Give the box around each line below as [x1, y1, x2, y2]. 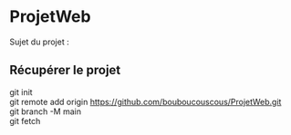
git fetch [9, 115, 41, 126]
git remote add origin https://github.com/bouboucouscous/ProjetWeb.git [9, 96, 282, 107]
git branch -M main [9, 106, 82, 117]
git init [9, 86, 34, 97]
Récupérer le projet [9, 63, 121, 78]
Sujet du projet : [9, 36, 70, 47]
